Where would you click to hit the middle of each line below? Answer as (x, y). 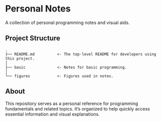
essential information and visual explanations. (52, 114)
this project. (20, 58)
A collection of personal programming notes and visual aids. (67, 22)
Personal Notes (38, 9)
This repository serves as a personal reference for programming (72, 103)
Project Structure (33, 38)
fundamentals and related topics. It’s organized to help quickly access (77, 108)
